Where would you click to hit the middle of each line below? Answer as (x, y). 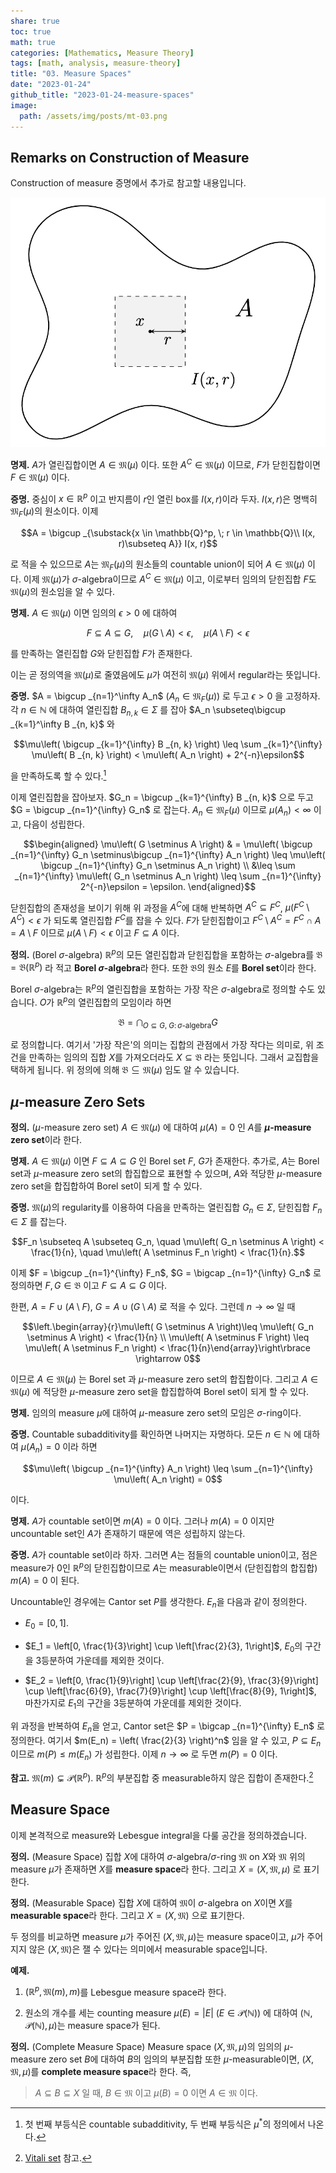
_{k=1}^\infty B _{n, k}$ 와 (62, 724)
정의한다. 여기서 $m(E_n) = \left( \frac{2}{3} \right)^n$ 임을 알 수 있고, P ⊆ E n (166, 1741)
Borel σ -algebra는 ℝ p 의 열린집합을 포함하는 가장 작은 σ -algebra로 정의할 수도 (163, 988)
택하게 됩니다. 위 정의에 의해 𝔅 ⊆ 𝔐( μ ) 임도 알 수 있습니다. (125, 1070)
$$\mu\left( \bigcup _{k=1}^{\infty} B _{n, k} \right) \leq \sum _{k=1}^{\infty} (168, 744)
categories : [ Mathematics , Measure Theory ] (102, 53)
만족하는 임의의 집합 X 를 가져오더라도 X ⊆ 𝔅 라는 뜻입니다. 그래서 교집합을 (174, 1057)
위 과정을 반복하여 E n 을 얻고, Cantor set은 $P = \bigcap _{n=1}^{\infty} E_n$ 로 (167, 1727)
